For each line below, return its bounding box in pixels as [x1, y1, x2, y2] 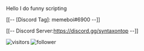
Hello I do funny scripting [6, 5, 67, 12]
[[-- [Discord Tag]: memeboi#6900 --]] [6, 16, 101, 23]
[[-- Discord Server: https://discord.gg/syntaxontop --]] [6, 27, 139, 34]
